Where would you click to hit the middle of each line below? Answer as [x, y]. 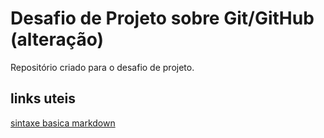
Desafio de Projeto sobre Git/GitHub [162, 18]
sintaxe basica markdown [63, 123]
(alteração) [57, 39]
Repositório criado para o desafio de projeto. [102, 67]
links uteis [43, 98]
